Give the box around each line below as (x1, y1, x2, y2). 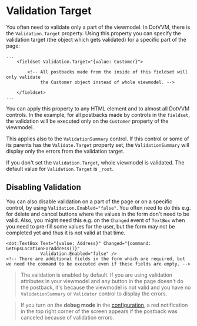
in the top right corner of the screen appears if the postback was (20, 307, 178, 315)
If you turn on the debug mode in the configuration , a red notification (20, 301, 188, 308)
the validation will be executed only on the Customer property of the (6, 117, 169, 125)
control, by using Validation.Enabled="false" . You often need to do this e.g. (6, 204, 191, 211)
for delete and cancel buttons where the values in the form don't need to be (6, 210, 190, 217)
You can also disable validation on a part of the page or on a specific (6, 198, 172, 205)
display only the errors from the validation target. (6, 147, 125, 154)
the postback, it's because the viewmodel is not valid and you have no (20, 284, 191, 291)
